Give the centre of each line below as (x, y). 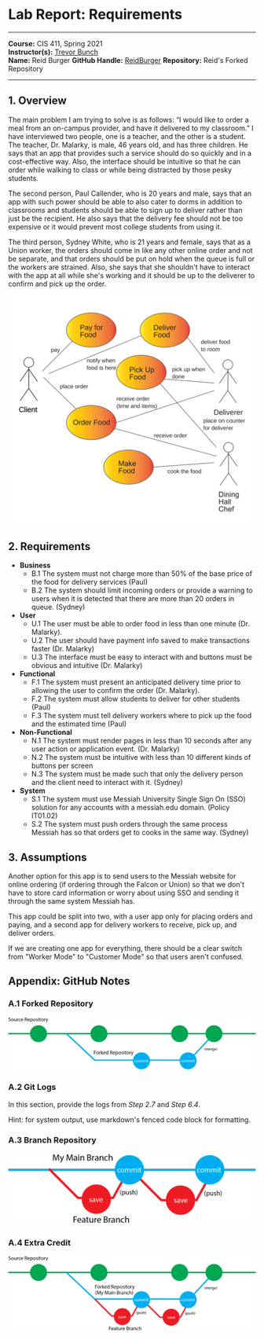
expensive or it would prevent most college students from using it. (115, 226)
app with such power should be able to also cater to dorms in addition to (125, 201)
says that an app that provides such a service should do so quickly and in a (130, 153)
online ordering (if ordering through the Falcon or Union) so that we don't (126, 884)
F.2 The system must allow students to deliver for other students (136, 699)
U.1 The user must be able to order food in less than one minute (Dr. (140, 624)
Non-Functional (46, 732)
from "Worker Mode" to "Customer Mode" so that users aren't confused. (126, 956)
